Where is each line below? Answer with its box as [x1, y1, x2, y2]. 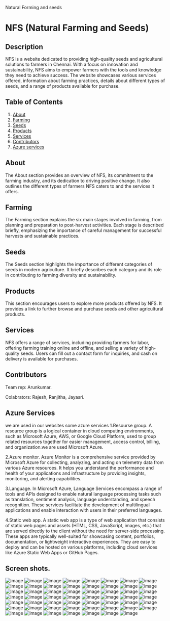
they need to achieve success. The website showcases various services [5, 72, 156, 78]
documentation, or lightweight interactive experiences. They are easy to [5, 538, 156, 545]
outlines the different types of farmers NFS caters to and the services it [5, 183, 154, 189]
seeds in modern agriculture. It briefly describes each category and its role [5, 267, 162, 273]
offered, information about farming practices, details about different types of [5, 77, 165, 84]
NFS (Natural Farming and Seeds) [5, 22, 149, 34]
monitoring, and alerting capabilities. [5, 475, 82, 481]
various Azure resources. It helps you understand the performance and [5, 464, 154, 471]
